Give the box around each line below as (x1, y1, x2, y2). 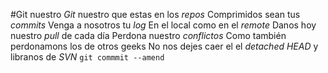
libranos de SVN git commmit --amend (10, 51, 165, 63)
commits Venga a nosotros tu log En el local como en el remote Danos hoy (10, 19, 317, 31)
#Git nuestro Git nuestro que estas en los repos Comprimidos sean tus (10, 9, 301, 20)
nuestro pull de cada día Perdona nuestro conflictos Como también (10, 30, 287, 41)
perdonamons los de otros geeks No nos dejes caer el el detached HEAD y (10, 40, 319, 52)
